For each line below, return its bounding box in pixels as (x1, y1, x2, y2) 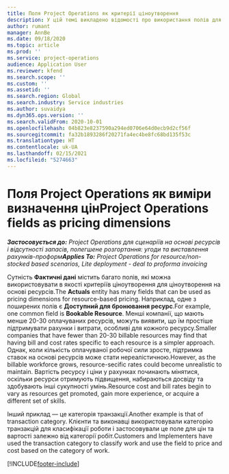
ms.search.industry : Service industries (7, 99, 124, 106)
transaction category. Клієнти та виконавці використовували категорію (7, 417, 213, 425)
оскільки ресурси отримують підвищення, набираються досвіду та (7, 375, 204, 383)
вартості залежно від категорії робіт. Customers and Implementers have (7, 432, 213, 440)
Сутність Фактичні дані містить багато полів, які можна (7, 273, 171, 281)
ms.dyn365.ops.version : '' (7, 112, 84, 118)
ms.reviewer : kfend (7, 67, 63, 74)
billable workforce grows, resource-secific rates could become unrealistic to (7, 360, 222, 369)
